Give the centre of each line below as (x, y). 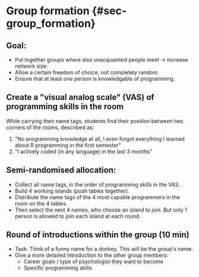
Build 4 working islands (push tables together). (72, 191)
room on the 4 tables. (41, 203)
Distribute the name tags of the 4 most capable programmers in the (97, 197)
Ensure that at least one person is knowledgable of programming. (95, 79)
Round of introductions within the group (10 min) (98, 235)
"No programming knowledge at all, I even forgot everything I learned (100, 138)
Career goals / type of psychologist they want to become (93, 262)
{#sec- (109, 11)
